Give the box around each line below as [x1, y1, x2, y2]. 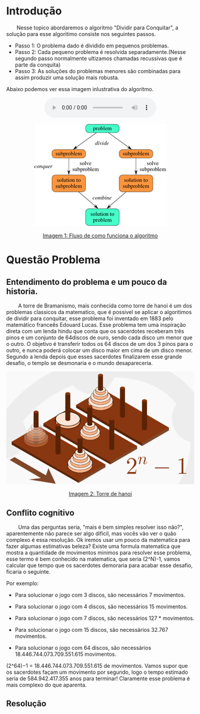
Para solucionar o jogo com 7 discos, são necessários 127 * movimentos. [14, 614, 195, 622]
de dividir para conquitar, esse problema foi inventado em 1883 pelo [6, 315, 174, 322]
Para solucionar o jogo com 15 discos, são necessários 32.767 [14, 626, 168, 633]
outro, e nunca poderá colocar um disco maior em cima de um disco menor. [6, 347, 193, 354]
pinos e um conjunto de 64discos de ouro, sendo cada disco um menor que [6, 334, 193, 341]
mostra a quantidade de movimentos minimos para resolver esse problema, [6, 549, 192, 556]
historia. [6, 286, 38, 296]
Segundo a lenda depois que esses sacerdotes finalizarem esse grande [6, 353, 182, 360]
